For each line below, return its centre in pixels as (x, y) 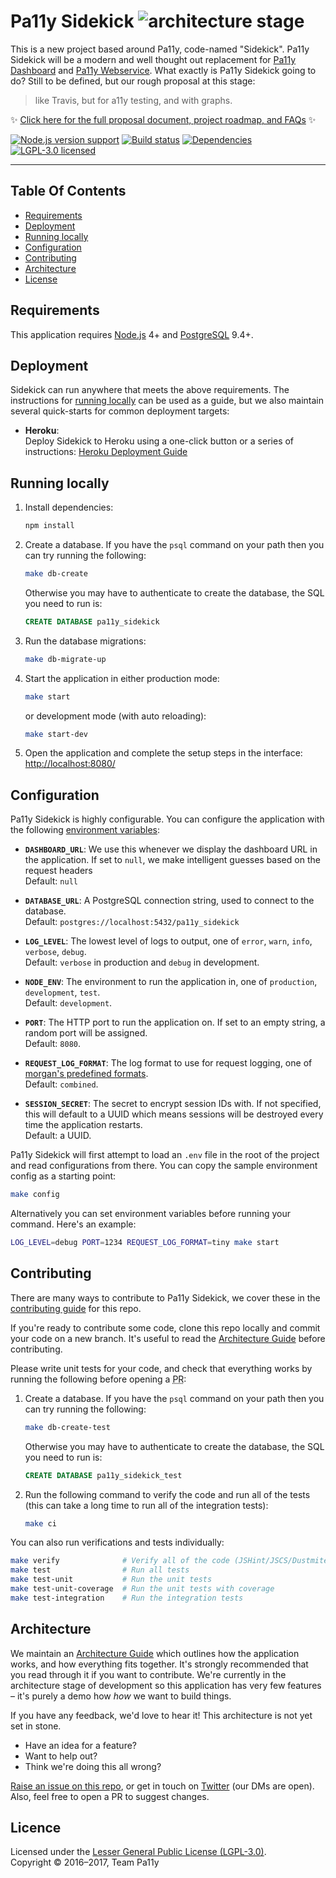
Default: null (51, 881)
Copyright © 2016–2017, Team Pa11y (85, 1862)
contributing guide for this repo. (76, 1308)
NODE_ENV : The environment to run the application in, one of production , (171, 982)
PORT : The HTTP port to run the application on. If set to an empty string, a (175, 1022)
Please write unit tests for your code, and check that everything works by (161, 1368)
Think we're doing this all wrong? (93, 1766)
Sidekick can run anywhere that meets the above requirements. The (150, 390)
